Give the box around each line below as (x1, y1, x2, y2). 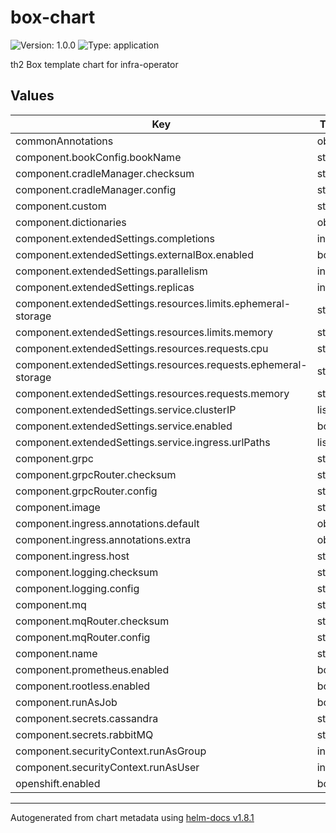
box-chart (10, 6, 96, 29)
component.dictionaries (15, 215, 127, 229)
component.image (15, 500, 101, 514)
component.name (15, 646, 98, 660)
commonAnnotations (15, 134, 114, 148)
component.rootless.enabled (15, 679, 151, 693)
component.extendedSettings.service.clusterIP (15, 402, 237, 416)
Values (10, 87, 55, 105)
